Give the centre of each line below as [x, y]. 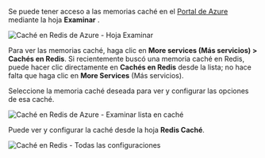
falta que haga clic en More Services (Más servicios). [96, 75]
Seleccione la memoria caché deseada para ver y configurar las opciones [129, 91]
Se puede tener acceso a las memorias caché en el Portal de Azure [118, 11]
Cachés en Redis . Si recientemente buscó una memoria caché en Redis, [126, 59]
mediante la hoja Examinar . [54, 20]
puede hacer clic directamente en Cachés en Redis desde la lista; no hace [130, 67]
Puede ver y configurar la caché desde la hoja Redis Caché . [106, 130]
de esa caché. [31, 99]
